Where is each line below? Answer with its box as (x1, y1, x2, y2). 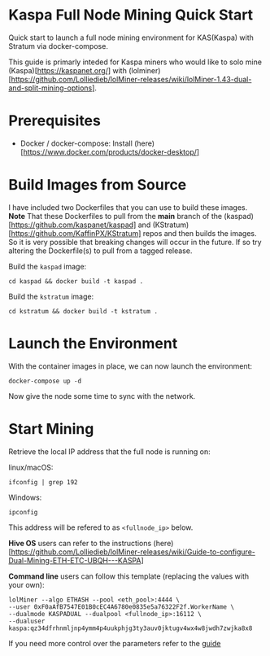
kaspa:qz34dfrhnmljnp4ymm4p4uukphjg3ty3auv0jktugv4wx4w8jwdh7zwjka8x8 (8, 624, 253, 632)
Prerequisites (8, 112, 102, 130)
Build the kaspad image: (8, 261, 87, 271)
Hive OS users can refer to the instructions (8, 538, 152, 548)
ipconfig (8, 508, 38, 516)
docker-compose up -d (8, 377, 82, 385)
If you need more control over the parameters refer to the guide (8, 638, 221, 648)
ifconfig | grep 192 (8, 478, 79, 486)
